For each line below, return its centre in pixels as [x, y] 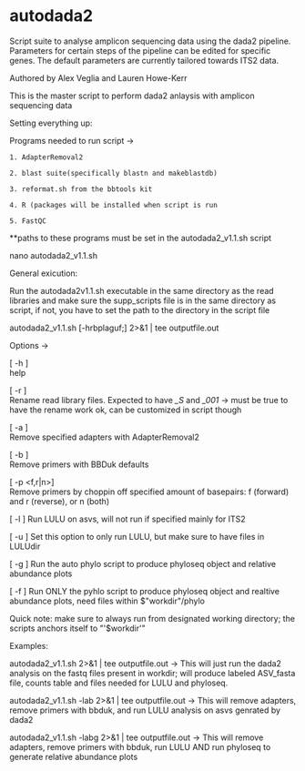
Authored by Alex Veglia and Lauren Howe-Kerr [98, 77]
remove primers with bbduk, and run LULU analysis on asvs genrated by [145, 710]
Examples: [29, 645]
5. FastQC [28, 221]
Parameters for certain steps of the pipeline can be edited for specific [140, 50]
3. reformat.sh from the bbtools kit [81, 189]
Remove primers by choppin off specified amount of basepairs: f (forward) [149, 492]
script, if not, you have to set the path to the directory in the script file [140, 309]
